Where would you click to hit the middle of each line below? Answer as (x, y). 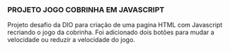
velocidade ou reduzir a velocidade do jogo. (71, 40)
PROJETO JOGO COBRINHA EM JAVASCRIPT (86, 10)
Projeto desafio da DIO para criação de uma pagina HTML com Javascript (115, 25)
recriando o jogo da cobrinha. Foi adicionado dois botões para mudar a (111, 32)
